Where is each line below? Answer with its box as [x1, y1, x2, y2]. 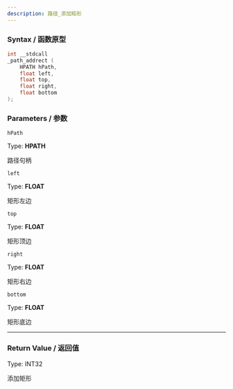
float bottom [19, 90, 58, 97]
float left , [19, 70, 54, 77]
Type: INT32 [7, 359, 43, 368]
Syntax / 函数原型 [7, 34, 67, 44]
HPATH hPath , [19, 63, 58, 70]
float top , [19, 76, 51, 83]
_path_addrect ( [7, 57, 54, 64]
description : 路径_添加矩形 [7, 10, 82, 17]
